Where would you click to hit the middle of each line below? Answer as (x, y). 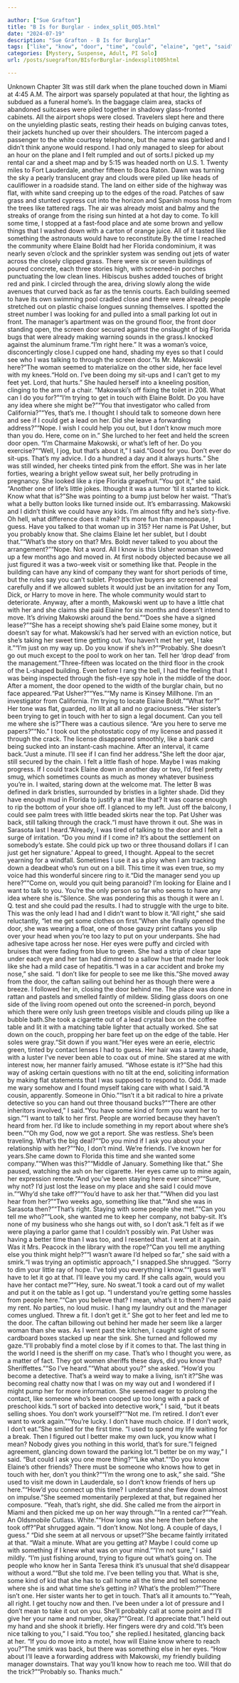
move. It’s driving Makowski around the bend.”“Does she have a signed (111, 617)
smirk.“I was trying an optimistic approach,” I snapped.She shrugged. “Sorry (119, 1262)
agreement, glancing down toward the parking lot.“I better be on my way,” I (117, 1451)
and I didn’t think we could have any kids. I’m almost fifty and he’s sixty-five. (119, 511)
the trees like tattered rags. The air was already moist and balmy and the (113, 208)
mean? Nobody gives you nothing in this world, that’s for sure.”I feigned (112, 1444)
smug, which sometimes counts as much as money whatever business (111, 777)
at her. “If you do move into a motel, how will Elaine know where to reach (114, 1641)
